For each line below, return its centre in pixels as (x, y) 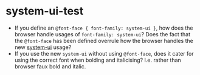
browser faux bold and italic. (50, 66)
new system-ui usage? (43, 47)
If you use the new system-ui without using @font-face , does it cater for (104, 53)
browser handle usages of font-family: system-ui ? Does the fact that (102, 34)
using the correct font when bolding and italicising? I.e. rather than (98, 60)
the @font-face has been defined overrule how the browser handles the (104, 41)
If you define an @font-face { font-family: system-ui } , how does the (104, 28)
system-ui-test (45, 11)
